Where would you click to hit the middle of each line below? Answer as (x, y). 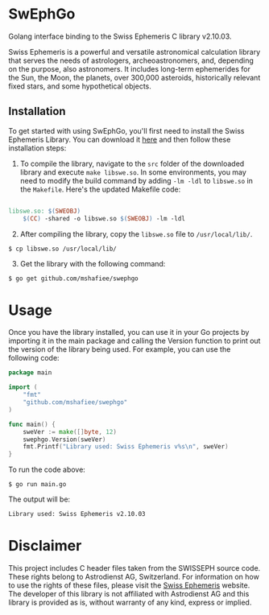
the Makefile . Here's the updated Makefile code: (100, 189)
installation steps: (37, 148)
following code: (34, 358)
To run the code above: (47, 470)
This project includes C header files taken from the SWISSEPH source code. (134, 568)
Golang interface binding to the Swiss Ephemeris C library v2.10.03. (120, 36)
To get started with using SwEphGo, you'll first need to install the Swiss (126, 130)
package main (30, 373)
